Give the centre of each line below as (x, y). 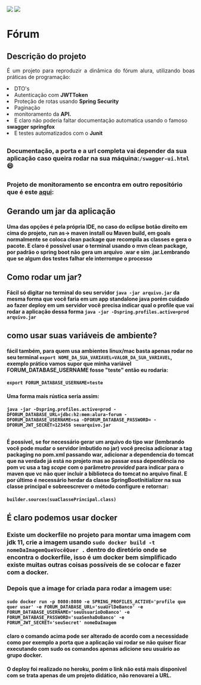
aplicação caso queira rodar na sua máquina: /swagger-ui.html (98, 159)
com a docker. (28, 572)
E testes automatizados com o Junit (59, 133)
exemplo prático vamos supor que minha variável (69, 363)
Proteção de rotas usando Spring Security (67, 101)
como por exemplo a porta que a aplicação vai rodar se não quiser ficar (97, 642)
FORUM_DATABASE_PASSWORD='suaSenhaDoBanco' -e (66, 618)
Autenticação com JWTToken (51, 95)
